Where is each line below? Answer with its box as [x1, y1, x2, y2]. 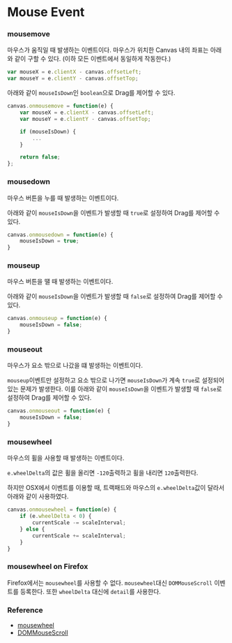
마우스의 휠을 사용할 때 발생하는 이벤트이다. [7, 454, 125, 462]
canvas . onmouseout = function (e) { [7, 407, 111, 414]
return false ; [20, 154, 61, 161]
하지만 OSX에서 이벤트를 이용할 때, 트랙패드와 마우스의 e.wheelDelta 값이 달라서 [7, 484, 225, 492]
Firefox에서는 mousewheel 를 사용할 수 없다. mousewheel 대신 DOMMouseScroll [7, 578, 213, 587]
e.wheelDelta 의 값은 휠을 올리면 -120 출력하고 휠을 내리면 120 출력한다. [7, 469, 199, 477]
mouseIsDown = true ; [20, 238, 79, 245]
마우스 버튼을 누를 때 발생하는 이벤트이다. [7, 194, 119, 202]
